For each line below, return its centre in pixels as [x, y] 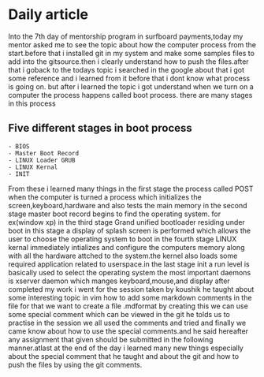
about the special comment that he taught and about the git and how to [123, 356]
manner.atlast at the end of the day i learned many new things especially [126, 348]
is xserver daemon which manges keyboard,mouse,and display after [119, 281]
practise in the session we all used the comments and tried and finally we [127, 323]
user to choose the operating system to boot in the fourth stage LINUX [123, 239]
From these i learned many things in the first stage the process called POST [131, 188]
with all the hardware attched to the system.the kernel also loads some [123, 256]
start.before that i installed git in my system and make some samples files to [131, 53]
